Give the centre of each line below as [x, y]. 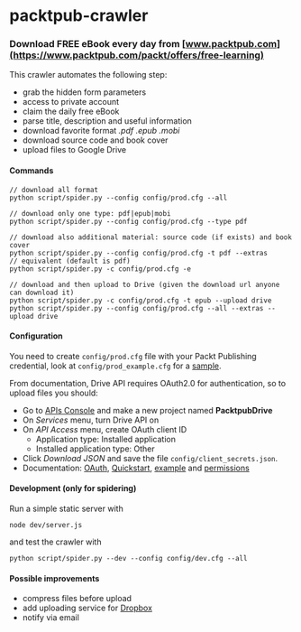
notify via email [50, 618]
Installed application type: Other [95, 449]
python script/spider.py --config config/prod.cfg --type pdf [128, 221]
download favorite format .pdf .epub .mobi [101, 131]
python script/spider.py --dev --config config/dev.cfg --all [128, 559]
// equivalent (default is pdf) [70, 261]
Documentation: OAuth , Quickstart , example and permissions [136, 468]
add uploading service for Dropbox [87, 608]
